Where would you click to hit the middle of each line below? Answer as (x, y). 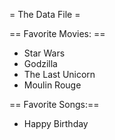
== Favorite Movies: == (57, 33)
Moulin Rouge (52, 85)
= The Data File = (45, 14)
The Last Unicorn (59, 74)
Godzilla (40, 63)
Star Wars (44, 53)
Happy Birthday (56, 123)
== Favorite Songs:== (54, 104)
